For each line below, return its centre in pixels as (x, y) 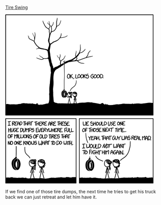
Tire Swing (17, 7)
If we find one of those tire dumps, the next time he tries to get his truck (81, 191)
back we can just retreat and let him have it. (51, 197)
